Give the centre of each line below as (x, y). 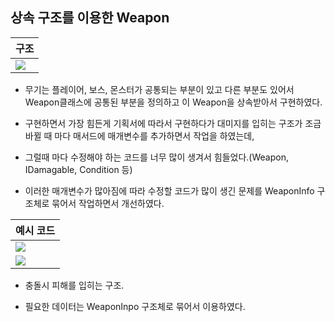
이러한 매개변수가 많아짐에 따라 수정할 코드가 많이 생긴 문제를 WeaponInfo (169, 190)
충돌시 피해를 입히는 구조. (74, 285)
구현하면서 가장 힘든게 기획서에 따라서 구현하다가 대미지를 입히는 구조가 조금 (173, 123)
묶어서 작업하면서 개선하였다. (108, 203)
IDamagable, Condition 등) (78, 169)
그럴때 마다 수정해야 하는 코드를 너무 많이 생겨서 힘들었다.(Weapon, (156, 157)
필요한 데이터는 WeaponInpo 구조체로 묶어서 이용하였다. (135, 306)
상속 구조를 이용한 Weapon (90, 18)
